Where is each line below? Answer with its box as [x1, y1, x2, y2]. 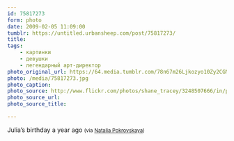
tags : [7, 42, 23, 49]
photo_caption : [7, 81, 52, 88]
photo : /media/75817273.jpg [7, 74, 89, 82]
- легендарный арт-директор [19, 62, 101, 69]
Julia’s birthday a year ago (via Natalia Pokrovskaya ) [7, 126, 145, 134]
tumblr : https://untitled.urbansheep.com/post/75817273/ [7, 29, 176, 37]
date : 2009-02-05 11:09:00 [7, 23, 86, 30]
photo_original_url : [7, 68, 68, 75]
